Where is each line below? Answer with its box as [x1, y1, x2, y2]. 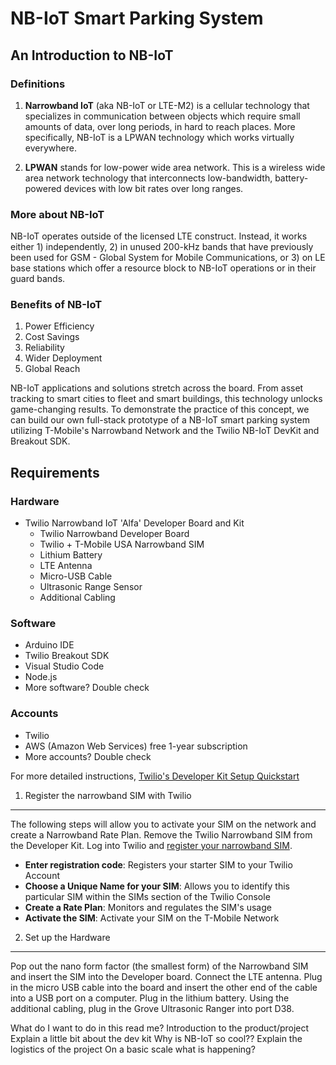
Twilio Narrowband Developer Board [39, 528, 190, 540]
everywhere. [24, 142, 77, 154]
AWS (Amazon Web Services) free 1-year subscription [24, 740, 248, 752]
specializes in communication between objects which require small [24, 110, 301, 122]
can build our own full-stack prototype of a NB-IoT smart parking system [10, 414, 310, 426]
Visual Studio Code [24, 660, 105, 672]
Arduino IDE [24, 639, 75, 651]
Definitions [10, 77, 66, 91]
